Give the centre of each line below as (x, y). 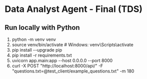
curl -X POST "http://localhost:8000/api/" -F (57, 66)
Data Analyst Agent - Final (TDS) (74, 9)
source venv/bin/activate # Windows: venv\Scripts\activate (72, 45)
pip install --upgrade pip (37, 50)
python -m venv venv (34, 39)
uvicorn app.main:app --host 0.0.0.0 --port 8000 (62, 60)
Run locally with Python (42, 28)
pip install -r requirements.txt (42, 55)
